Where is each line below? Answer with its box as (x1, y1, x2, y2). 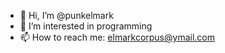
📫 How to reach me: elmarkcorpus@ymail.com (19, 31, 215, 43)
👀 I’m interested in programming (19, 20, 153, 32)
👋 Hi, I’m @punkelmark (19, 10, 114, 21)
